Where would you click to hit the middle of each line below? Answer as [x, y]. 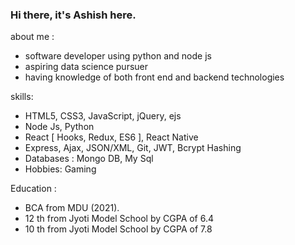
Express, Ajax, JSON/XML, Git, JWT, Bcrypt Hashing [133, 148]
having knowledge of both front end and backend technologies [154, 77]
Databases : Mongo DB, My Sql [89, 159]
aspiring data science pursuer [86, 67]
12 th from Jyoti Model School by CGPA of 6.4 [119, 219]
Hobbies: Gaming [60, 169]
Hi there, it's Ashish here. [73, 15]
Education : [33, 189]
